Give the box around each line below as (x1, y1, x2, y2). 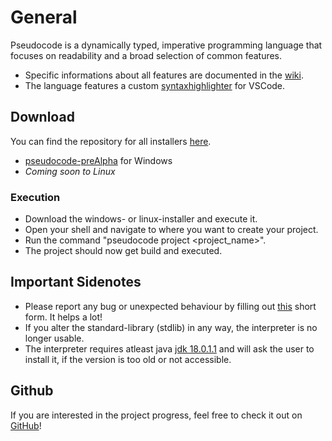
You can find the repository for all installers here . (10, 135, 212, 147)
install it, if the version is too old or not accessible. (24, 353, 232, 365)
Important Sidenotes (10, 274, 142, 291)
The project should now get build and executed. (24, 245, 223, 257)
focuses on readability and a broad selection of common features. (10, 49, 283, 61)
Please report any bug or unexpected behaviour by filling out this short (24, 300, 317, 312)
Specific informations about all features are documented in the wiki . (24, 69, 304, 81)
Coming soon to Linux (24, 165, 116, 177)
